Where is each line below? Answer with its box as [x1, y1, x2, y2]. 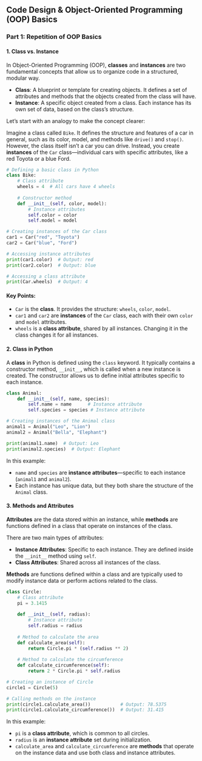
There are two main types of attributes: [6, 534, 104, 541]
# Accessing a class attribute [6, 273, 86, 279]
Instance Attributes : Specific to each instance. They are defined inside [15, 545, 194, 553]
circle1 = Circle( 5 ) [6, 684, 59, 690]
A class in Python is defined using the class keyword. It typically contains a [6, 359, 195, 366]
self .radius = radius [28, 623, 83, 629]
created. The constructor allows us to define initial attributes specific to [6, 371, 185, 379]
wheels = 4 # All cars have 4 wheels [17, 184, 115, 190]
